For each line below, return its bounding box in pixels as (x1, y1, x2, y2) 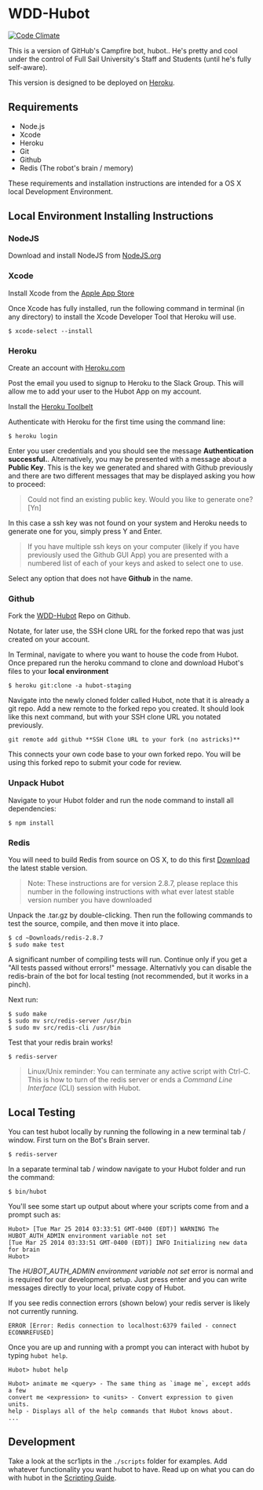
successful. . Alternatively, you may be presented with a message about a (8, 455, 247, 464)
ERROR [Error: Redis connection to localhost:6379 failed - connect (8, 1321, 237, 1330)
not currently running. (8, 1306, 79, 1316)
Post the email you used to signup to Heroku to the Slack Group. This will (8, 379, 244, 388)
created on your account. (8, 635, 90, 644)
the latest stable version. (8, 863, 88, 873)
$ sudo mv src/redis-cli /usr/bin (8, 1023, 122, 1031)
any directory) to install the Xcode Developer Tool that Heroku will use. (8, 312, 237, 321)
